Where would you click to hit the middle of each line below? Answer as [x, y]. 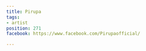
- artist [17, 23]
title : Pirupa [24, 12]
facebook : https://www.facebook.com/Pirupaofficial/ [73, 34]
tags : [13, 17]
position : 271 [24, 28]
